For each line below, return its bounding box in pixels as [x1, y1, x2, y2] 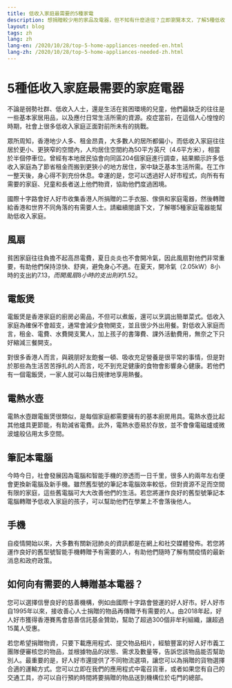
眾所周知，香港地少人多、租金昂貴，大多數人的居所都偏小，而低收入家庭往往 [7, 136, 225, 145]
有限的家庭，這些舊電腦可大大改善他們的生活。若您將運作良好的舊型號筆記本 [7, 488, 225, 497]
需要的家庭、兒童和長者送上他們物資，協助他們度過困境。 [7, 180, 171, 188]
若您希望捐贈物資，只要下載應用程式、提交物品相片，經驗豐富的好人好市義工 [7, 638, 225, 647]
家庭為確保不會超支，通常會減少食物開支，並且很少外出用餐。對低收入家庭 [7, 321, 219, 329]
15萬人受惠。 [7, 624, 43, 632]
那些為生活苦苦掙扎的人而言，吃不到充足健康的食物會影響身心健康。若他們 [12, 362, 225, 370]
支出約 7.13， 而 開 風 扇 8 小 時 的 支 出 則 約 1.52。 [19, 271, 142, 279]
